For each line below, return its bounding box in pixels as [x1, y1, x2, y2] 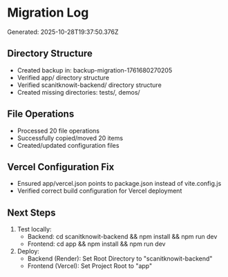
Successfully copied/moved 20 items [17, 133, 123, 142]
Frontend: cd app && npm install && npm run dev [27, 240, 166, 248]
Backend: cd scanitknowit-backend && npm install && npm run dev [27, 233, 218, 241]
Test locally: [17, 225, 52, 233]
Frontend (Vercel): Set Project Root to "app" [27, 262, 153, 270]
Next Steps [7, 207, 56, 218]
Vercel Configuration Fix [7, 161, 115, 173]
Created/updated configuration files [17, 141, 120, 149]
